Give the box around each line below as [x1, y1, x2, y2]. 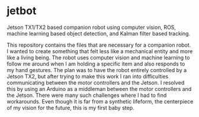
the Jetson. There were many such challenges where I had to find [7, 92, 167, 99]
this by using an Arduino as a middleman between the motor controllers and [7, 85, 192, 92]
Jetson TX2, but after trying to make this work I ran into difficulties [7, 73, 169, 80]
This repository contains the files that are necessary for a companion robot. [7, 41, 191, 48]
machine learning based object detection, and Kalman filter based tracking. [7, 30, 191, 37]
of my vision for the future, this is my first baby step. [7, 104, 135, 111]
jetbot [7, 4, 37, 18]
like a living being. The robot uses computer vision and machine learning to [7, 54, 190, 61]
